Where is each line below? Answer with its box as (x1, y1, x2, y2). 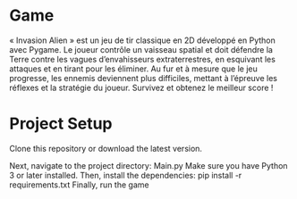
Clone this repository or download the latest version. (9, 143, 203, 153)
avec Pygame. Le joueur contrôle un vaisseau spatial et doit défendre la (9, 44, 273, 54)
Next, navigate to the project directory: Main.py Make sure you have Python (9, 160, 288, 170)
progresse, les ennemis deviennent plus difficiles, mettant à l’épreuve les (9, 72, 277, 83)
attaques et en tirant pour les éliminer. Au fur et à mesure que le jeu (9, 63, 258, 74)
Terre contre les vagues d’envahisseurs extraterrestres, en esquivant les (9, 54, 276, 64)
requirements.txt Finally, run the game (9, 179, 149, 190)
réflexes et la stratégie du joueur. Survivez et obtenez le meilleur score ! (9, 82, 274, 93)
